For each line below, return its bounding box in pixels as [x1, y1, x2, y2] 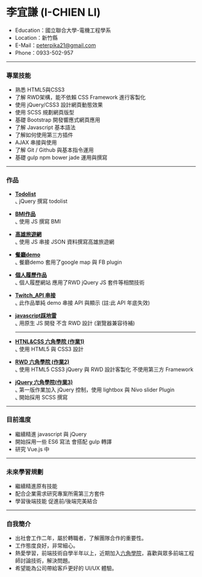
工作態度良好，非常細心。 [14, 542, 79, 549]
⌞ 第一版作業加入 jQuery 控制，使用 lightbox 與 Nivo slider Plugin [14, 386, 175, 393]
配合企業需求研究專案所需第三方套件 [14, 490, 105, 497]
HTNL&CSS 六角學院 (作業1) [14, 338, 85, 345]
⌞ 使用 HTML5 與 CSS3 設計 [14, 345, 84, 352]
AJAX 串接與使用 [14, 139, 57, 146]
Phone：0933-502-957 [14, 49, 74, 56]
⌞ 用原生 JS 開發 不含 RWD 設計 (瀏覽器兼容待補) [14, 319, 135, 326]
